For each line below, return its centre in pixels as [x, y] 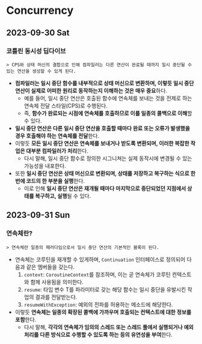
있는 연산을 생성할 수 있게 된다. [41, 71]
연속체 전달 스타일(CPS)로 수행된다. [66, 105]
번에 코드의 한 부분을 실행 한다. [50, 180]
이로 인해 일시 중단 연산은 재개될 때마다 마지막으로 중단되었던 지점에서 [105, 188]
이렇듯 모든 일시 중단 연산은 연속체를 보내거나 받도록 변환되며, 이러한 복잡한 [102, 143]
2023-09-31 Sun [38, 215]
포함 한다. [26, 319]
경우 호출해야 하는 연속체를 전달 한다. [57, 135]
